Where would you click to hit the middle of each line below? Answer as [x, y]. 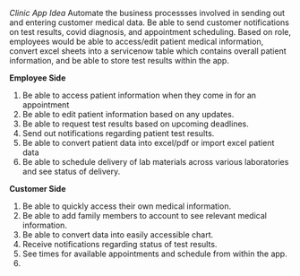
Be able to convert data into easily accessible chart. [117, 235]
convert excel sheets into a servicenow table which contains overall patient [148, 51]
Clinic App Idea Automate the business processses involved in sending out [147, 13]
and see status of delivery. [71, 171]
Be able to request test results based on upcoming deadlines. [135, 124]
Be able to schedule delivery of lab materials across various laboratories [155, 162]
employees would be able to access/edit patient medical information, [137, 41]
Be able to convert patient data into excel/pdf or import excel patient [148, 143]
